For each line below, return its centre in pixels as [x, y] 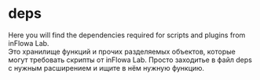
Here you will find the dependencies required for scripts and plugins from [127, 35]
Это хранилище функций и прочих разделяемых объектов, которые [122, 51]
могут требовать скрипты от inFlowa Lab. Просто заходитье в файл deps [130, 60]
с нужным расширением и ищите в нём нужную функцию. [106, 68]
